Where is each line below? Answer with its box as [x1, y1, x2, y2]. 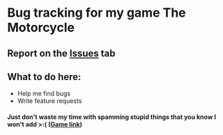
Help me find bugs [17, 89, 71, 98]
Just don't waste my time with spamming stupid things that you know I [7, 113, 216, 121]
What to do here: [7, 71, 82, 83]
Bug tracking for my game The [7, 5, 186, 21]
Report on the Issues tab [7, 47, 116, 59]
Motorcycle [7, 19, 75, 35]
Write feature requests [17, 97, 82, 105]
